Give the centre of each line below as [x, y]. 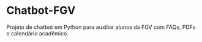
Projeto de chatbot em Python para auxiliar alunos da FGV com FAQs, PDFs [101, 27]
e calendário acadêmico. [38, 33]
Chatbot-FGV [41, 10]
